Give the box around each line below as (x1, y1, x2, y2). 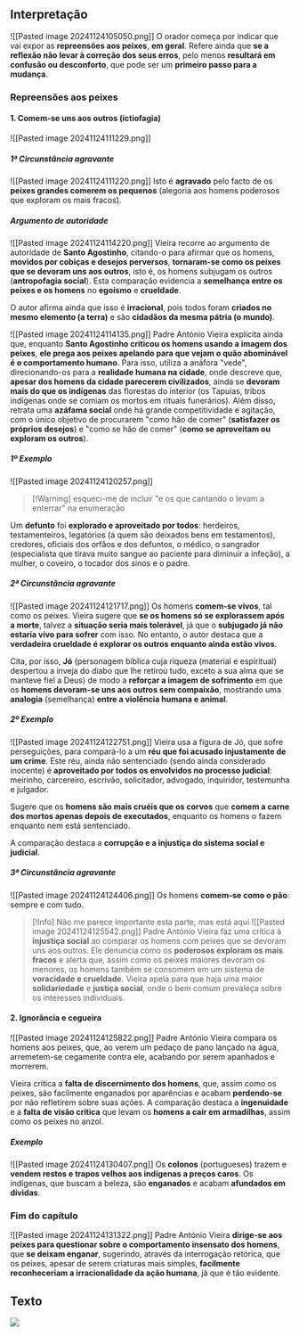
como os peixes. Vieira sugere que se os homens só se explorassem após (10, 610, 286, 620)
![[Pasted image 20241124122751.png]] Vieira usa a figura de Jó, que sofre (10, 736, 284, 747)
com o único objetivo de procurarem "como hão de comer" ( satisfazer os (10, 414, 280, 424)
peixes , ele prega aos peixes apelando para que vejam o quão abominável (10, 348, 288, 358)
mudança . (10, 69, 48, 79)
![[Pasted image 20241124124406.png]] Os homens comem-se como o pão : (10, 889, 290, 900)
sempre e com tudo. (10, 899, 85, 910)
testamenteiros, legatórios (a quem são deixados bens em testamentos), (10, 529, 276, 540)
